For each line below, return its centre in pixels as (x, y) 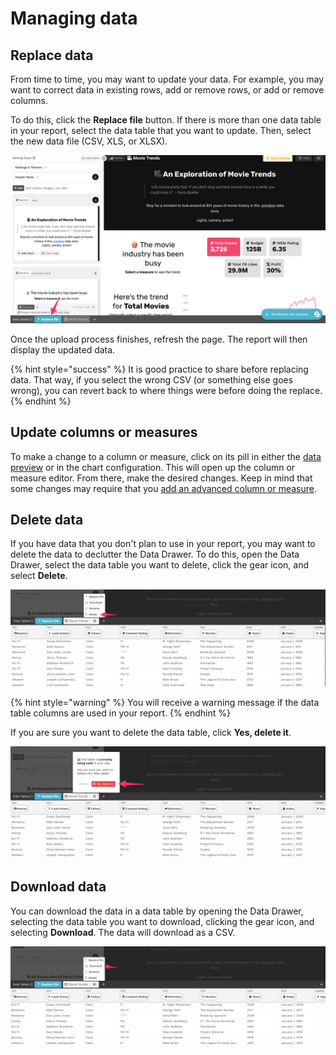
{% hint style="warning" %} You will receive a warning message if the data (165, 702)
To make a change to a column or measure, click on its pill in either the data (166, 456)
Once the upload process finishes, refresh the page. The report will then (159, 339)
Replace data (52, 55)
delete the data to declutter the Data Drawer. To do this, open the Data (155, 554)
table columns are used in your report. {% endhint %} (120, 713)
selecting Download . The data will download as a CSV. (123, 932)
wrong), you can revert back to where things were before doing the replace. (166, 390)
